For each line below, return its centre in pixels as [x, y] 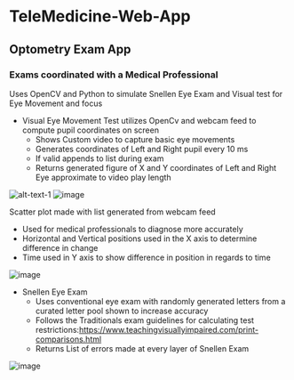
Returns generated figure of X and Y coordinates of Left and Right [156, 167]
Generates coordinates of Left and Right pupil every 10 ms [142, 149]
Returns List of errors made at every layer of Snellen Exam [142, 348]
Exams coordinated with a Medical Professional [114, 75]
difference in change [60, 247]
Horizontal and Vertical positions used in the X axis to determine [139, 239]
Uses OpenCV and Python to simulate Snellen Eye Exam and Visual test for [146, 93]
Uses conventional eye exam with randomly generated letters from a [160, 301]
